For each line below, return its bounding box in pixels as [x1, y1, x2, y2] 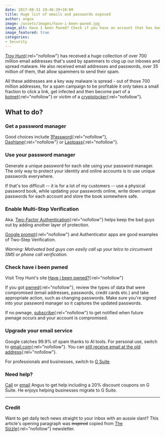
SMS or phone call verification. [5, 252, 68, 258]
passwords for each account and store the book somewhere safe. [5, 193, 138, 199]
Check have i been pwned [5, 264, 68, 270]
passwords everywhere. [5, 173, 54, 179]
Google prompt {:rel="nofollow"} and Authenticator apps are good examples [5, 232, 158, 237]
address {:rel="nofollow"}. [5, 349, 57, 355]
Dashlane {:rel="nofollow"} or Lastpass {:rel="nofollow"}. [5, 139, 119, 145]
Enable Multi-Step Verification [5, 205, 79, 212]
